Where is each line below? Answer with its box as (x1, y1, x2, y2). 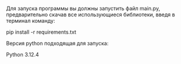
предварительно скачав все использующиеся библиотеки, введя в (6, 11, 175, 18)
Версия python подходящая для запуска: (6, 40, 109, 47)
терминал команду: (6, 17, 55, 24)
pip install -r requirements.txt (6, 29, 76, 35)
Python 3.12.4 (6, 51, 39, 58)
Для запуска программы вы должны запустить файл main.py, (6, 5, 160, 12)
